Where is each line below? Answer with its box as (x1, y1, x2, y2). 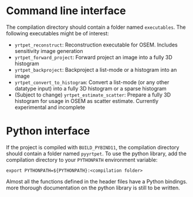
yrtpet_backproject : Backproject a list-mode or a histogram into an (14, 66, 177, 73)
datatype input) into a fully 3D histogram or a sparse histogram (14, 85, 167, 92)
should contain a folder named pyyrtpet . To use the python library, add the (6, 150, 187, 157)
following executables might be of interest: (6, 29, 109, 36)
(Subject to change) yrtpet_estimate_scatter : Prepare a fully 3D (14, 91, 171, 98)
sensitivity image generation (14, 47, 83, 54)
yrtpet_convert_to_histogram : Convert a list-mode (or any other (14, 78, 170, 86)
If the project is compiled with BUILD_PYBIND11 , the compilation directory (6, 143, 180, 151)
